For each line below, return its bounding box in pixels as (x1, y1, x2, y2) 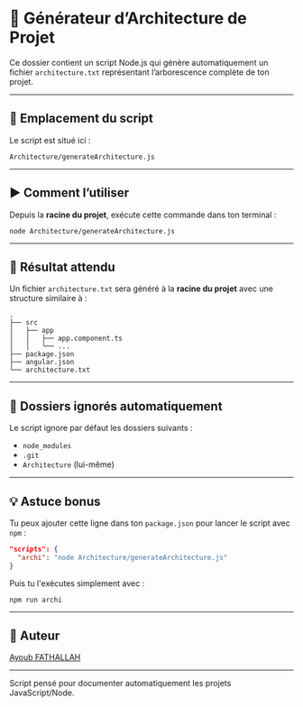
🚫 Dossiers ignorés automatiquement (9, 399, 223, 414)
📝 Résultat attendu (9, 259, 115, 274)
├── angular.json (9, 358, 75, 367)
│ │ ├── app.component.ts (9, 334, 124, 344)
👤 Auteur (9, 629, 60, 644)
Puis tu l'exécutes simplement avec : (9, 577, 145, 589)
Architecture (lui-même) (22, 459, 115, 470)
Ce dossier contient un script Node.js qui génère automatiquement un (9, 57, 269, 68)
